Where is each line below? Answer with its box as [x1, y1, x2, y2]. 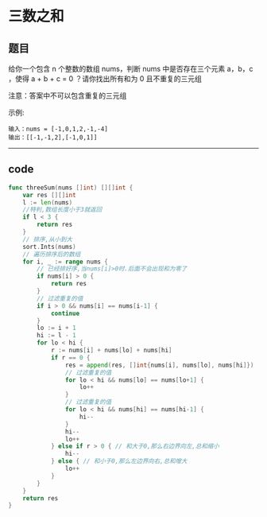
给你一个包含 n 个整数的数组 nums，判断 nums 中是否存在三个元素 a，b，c [8, 64, 253, 73]
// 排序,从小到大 [22, 235, 73, 243]
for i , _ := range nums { [22, 258, 109, 266]
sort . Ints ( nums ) [22, 243, 77, 251]
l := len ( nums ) [22, 198, 73, 207]
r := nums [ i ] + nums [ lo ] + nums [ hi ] [50, 347, 172, 355]
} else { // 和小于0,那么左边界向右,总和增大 [50, 457, 188, 465]
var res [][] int [22, 191, 77, 199]
